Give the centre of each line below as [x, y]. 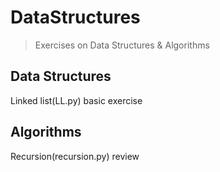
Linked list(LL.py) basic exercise [76, 100]
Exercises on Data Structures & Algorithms [122, 45]
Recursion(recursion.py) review [75, 156]
